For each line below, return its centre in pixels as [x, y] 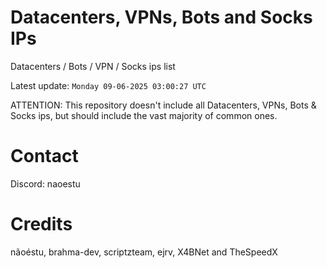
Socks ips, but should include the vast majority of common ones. [144, 115]
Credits [41, 224]
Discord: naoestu [45, 183]
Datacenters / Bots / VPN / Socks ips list [93, 66]
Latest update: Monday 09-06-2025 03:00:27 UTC [108, 85]
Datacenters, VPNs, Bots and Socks [161, 17]
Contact [44, 156]
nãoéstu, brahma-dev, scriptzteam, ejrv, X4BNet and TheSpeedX [144, 252]
